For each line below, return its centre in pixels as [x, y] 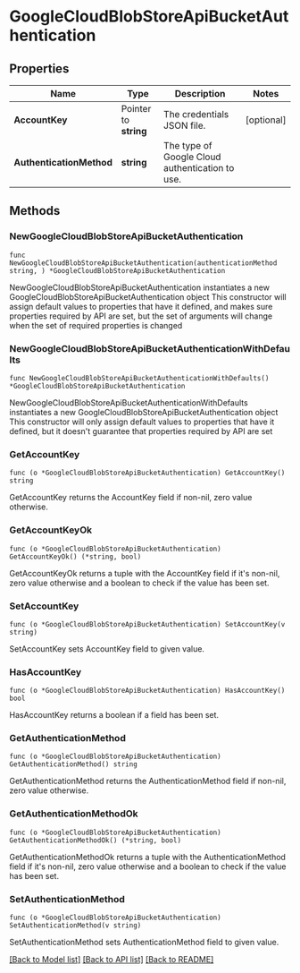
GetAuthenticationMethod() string [74, 764]
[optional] [266, 120]
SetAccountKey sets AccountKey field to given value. [107, 649]
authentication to [199, 168]
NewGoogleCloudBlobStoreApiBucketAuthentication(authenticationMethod [143, 263]
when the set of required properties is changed [96, 325]
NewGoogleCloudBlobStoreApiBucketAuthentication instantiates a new [140, 287]
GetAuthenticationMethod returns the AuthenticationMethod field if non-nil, [148, 781]
